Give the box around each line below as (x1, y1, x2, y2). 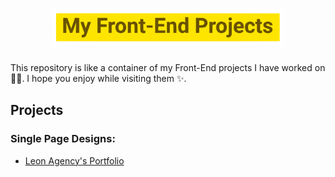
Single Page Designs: (10, 132, 116, 146)
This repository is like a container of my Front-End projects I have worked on (10, 61, 326, 73)
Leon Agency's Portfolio (24, 154, 125, 167)
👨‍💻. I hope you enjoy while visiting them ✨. (10, 72, 187, 84)
